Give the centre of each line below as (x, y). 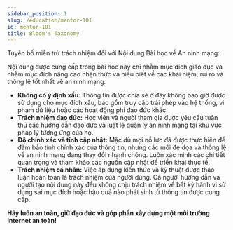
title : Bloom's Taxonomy (43, 33)
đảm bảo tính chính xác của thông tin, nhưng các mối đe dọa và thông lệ (122, 147)
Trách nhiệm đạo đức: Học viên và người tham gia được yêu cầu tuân (118, 118)
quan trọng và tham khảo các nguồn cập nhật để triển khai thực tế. (113, 163)
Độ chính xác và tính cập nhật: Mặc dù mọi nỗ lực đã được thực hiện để (121, 140)
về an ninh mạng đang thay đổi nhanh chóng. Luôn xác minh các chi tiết (121, 155)
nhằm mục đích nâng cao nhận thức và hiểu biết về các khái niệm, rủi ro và (115, 74)
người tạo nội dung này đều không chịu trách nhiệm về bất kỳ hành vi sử (121, 185)
